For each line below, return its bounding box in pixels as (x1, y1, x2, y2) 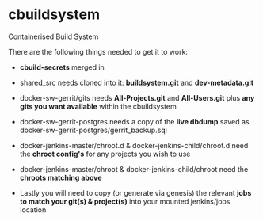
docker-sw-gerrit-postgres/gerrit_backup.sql (19, 125, 168, 135)
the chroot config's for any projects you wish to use (19, 149, 191, 158)
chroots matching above (19, 173, 102, 182)
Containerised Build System (8, 32, 99, 41)
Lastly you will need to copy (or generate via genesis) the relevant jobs (19, 188, 252, 197)
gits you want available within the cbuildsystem (19, 101, 177, 111)
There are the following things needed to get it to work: (8, 47, 189, 56)
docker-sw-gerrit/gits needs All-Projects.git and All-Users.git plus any (19, 93, 255, 102)
